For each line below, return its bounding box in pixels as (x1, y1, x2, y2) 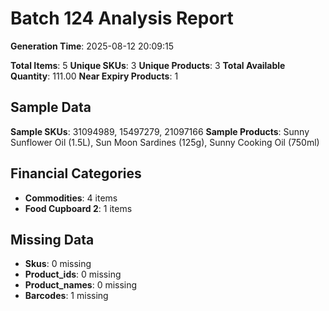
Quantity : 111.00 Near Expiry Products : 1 (10, 70, 179, 82)
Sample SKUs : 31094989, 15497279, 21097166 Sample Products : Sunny (10, 125, 310, 137)
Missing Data (10, 231, 95, 248)
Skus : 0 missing (24, 258, 92, 270)
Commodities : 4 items (24, 192, 118, 204)
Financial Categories (10, 165, 142, 182)
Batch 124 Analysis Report (10, 7, 234, 30)
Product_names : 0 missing (24, 279, 138, 291)
